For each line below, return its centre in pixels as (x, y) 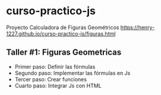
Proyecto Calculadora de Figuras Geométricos (63, 27)
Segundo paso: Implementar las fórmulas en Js (72, 73)
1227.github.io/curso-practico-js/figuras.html (61, 33)
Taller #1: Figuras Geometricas (64, 53)
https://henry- (138, 27)
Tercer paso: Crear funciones (51, 79)
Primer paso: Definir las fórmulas (55, 66)
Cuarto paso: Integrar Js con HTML (58, 85)
